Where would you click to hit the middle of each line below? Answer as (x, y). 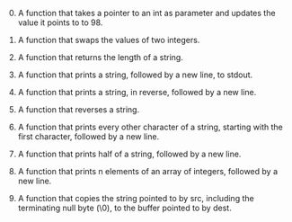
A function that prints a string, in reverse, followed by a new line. (137, 92)
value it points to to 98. (60, 22)
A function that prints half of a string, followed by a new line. (129, 154)
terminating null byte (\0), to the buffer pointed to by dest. (124, 208)
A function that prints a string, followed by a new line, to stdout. (135, 75)
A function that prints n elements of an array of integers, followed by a (148, 171)
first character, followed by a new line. (88, 137)
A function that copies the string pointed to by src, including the (136, 198)
